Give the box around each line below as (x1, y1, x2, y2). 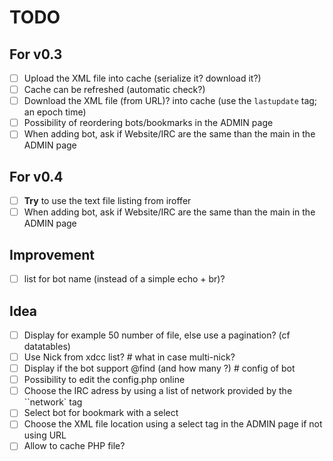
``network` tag (23, 396, 83, 408)
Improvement (9, 246, 95, 263)
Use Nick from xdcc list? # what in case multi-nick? (23, 351, 236, 363)
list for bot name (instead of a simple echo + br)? (23, 273, 226, 285)
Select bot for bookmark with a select (23, 407, 179, 419)
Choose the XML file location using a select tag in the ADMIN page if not (23, 418, 323, 430)
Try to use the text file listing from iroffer (23, 195, 192, 207)
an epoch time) (23, 106, 87, 118)
